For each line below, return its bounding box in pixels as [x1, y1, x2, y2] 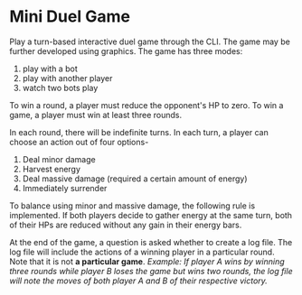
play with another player [22, 72, 113, 83]
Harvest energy [22, 163, 81, 174]
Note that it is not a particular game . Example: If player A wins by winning [9, 255, 285, 267]
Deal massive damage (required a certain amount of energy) [22, 173, 248, 184]
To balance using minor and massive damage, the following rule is [9, 200, 256, 211]
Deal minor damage [22, 153, 97, 164]
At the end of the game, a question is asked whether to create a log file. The [9, 236, 293, 247]
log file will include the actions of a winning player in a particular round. [9, 246, 275, 257]
